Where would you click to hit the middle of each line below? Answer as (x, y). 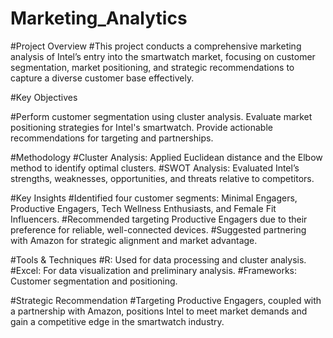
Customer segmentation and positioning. (94, 281)
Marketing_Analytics (99, 18)
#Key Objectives (44, 97)
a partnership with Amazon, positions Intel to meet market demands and (159, 311)
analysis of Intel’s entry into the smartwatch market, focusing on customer (163, 56)
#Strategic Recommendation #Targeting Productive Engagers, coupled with (166, 300)
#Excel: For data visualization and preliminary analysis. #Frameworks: (154, 270)
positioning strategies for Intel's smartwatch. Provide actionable (141, 127)
